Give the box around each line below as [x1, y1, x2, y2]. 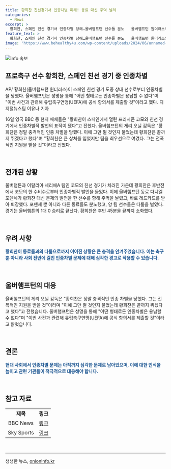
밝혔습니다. [10, 321, 33, 327]
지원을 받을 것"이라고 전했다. [14, 141, 71, 148]
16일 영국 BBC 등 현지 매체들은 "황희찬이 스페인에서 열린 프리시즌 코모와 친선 [5, 116, 158, 122]
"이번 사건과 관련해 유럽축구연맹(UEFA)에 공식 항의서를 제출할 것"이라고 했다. [5, 99, 159, 105]
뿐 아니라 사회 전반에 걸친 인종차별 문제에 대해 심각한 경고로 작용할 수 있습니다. [5, 255, 159, 261]
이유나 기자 [27, 105, 49, 111]
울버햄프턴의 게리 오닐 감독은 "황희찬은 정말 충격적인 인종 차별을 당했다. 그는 [5, 296, 157, 301]
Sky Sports [8, 429, 34, 436]
